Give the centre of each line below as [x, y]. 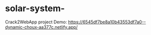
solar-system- [35, 9]
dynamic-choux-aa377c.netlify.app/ [41, 27]
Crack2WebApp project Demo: [36, 22]
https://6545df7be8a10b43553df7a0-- [107, 22]
